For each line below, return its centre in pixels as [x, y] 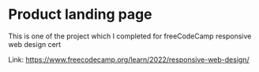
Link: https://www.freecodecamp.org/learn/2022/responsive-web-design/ [129, 59]
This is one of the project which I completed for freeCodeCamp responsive [130, 36]
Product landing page [80, 14]
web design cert [35, 44]
